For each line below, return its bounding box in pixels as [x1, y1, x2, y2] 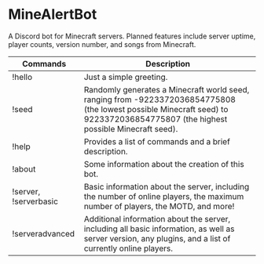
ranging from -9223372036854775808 [83, 94, 236, 105]
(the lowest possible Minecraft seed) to [83, 103, 229, 114]
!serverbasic [12, 196, 59, 207]
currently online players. [83, 243, 174, 254]
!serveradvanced [12, 228, 75, 239]
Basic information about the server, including [83, 181, 250, 192]
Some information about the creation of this [83, 158, 245, 169]
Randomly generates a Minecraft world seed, [83, 84, 250, 95]
